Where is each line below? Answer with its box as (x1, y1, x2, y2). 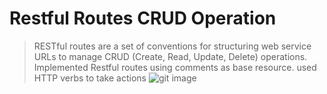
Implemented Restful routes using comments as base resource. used (33, 61, 317, 73)
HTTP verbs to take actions (33, 72, 147, 84)
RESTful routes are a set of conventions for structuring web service (33, 40, 312, 52)
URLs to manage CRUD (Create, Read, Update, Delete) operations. (33, 50, 308, 62)
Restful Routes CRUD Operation (9, 7, 277, 30)
